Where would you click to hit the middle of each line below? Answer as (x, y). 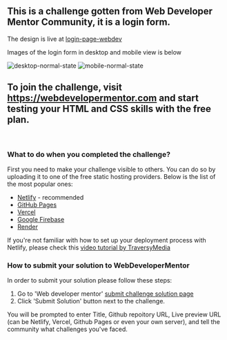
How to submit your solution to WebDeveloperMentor (98, 265)
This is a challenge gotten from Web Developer (110, 11)
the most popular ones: (40, 184)
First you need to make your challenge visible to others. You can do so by (111, 169)
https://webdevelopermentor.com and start (103, 98)
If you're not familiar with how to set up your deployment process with (107, 240)
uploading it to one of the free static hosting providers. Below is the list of (111, 176)
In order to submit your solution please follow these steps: (90, 281)
